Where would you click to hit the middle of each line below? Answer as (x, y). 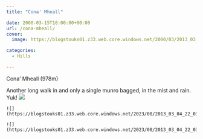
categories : (21, 51)
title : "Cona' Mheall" (35, 12)
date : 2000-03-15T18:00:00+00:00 (48, 23)
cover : (14, 34)
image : (20, 40)
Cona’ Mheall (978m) (32, 79)
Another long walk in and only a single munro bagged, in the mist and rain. (99, 90)
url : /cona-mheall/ (31, 28)
